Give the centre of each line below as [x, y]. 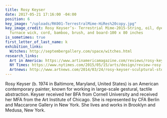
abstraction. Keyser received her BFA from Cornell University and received [82, 94]
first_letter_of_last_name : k [37, 42]
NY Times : [20, 65]
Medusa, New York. [25, 110]
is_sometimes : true [25, 38]
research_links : [22, 56]
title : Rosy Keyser [25, 10]
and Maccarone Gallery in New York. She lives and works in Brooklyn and [80, 105]
